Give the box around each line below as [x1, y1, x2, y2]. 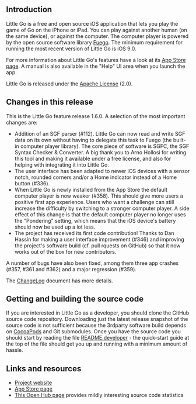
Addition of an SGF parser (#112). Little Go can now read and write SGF [14, 130, 185, 137]
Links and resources [6, 364, 82, 374]
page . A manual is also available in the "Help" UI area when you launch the [6, 63, 185, 70]
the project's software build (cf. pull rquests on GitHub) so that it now [14, 242, 181, 249]
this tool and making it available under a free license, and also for [14, 155, 171, 162]
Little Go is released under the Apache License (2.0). [6, 80, 133, 87]
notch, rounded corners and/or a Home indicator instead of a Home [14, 174, 177, 181]
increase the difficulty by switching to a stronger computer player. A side [14, 205, 190, 212]
